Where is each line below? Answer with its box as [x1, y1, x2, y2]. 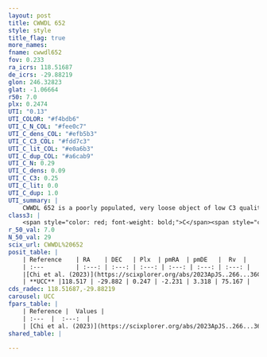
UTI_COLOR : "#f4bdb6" [8, 115, 80, 123]
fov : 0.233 [8, 56, 44, 64]
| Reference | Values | [22, 307, 105, 315]
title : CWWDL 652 [8, 19, 66, 27]
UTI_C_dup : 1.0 [8, 188, 59, 197]
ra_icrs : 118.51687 [8, 64, 73, 72]
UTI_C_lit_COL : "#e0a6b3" [8, 145, 94, 153]
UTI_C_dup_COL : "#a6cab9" [8, 152, 94, 160]
